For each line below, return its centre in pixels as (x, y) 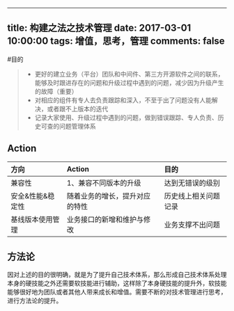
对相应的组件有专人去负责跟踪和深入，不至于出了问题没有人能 (123, 100)
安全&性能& (29, 196)
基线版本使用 (32, 219)
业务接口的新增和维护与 (105, 219)
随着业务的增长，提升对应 (109, 196)
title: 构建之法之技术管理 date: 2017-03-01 (99, 28)
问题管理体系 (77, 126)
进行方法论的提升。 (35, 301)
